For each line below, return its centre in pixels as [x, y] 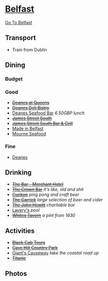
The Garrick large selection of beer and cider [57, 200]
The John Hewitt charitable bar [44, 205]
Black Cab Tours [28, 242]
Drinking [18, 173]
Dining [15, 65]
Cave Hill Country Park [35, 248]
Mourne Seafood [29, 134]
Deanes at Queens [31, 103]
